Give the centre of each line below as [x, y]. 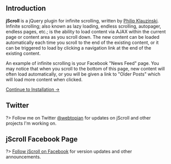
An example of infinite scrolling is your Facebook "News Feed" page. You [82, 63]
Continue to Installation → [33, 89]
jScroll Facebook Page [42, 139]
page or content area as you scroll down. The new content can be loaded [83, 37]
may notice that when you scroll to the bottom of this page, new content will [85, 68]
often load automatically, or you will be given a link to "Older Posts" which [83, 74]
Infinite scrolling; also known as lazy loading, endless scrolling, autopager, [83, 26]
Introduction [26, 8]
